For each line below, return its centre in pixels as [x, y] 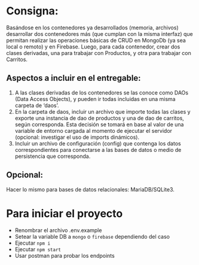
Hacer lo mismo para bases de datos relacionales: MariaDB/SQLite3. [91, 189]
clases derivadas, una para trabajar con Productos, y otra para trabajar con [99, 53]
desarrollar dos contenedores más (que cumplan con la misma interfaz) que [99, 33]
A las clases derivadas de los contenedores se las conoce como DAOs [102, 92]
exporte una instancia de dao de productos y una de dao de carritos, [99, 118]
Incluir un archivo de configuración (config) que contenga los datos [98, 143]
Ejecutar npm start [38, 249]
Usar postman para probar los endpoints [65, 255]
